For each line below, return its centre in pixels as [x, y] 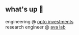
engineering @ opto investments [39, 21]
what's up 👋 [24, 9]
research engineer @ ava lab [35, 27]
